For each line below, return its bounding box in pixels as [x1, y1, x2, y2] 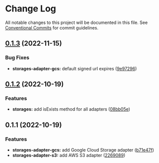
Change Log [5, 3, 56, 14]
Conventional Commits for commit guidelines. [5, 24, 98, 30]
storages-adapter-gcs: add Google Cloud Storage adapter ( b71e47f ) [12, 147, 155, 153]
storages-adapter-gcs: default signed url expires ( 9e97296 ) [12, 65, 137, 71]
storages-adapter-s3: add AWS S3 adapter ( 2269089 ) [12, 153, 126, 158]
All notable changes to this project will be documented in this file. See [5, 19, 148, 25]
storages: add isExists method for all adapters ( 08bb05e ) [12, 106, 131, 112]
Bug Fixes [5, 54, 30, 61]
